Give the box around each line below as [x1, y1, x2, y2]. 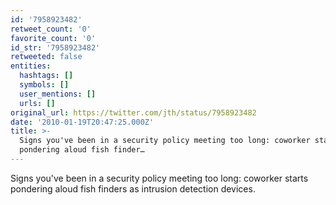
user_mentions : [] [19, 89, 97, 99]
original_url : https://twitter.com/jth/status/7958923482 [10, 107, 257, 118]
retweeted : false [10, 52, 83, 62]
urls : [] [19, 98, 56, 108]
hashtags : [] [19, 71, 74, 81]
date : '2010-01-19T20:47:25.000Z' [10, 117, 155, 127]
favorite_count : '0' [10, 33, 97, 43]
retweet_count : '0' [10, 24, 92, 34]
